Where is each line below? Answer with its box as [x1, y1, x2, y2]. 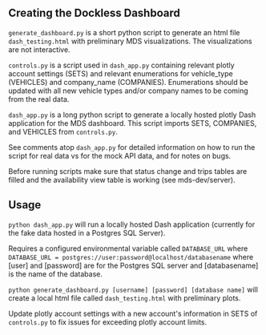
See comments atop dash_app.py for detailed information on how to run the [8, 142, 256, 151]
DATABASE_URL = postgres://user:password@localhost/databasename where [8, 252, 254, 261]
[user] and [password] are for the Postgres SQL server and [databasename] [8, 260, 259, 270]
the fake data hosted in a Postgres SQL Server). [8, 228, 166, 237]
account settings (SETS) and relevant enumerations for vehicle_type [8, 68, 234, 79]
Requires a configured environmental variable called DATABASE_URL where [8, 244, 248, 253]
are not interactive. [8, 44, 71, 54]
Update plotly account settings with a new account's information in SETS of [8, 309, 258, 318]
